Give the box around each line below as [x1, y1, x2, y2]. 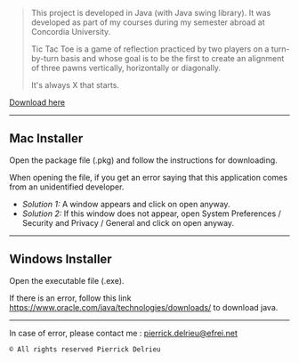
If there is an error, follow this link [9, 293, 132, 303]
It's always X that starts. [30, 80, 120, 90]
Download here [9, 97, 65, 108]
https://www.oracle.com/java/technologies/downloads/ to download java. [9, 302, 279, 312]
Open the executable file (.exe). [9, 275, 125, 286]
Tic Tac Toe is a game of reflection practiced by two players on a [30, 44, 270, 54]
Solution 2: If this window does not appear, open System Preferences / [21, 208, 282, 219]
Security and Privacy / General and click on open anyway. [21, 217, 234, 228]
